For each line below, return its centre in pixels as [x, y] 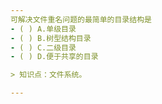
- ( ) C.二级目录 [43, 47]
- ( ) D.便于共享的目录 [54, 57]
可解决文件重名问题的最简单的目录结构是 [81, 19]
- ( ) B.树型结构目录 [51, 38]
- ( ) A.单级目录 [43, 29]
